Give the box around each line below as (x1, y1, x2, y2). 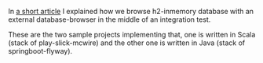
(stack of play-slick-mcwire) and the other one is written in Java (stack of (8, 38, 246, 47)
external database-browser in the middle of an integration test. (8, 15, 211, 24)
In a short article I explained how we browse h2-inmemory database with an (8, 7, 254, 16)
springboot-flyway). (8, 47, 73, 55)
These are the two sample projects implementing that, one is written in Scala (8, 30, 256, 39)
